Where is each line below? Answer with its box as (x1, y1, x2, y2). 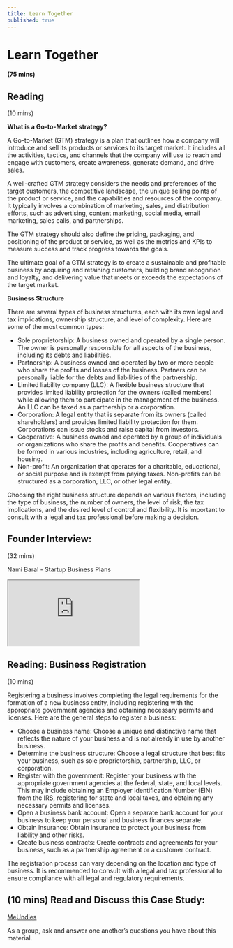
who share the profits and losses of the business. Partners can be (17, 366, 207, 374)
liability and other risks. (17, 831, 85, 839)
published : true (7, 17, 54, 24)
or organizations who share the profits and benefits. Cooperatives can (17, 440, 219, 449)
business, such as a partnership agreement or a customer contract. (17, 845, 211, 854)
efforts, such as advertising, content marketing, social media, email (7, 209, 200, 217)
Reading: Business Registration (7, 659, 146, 671)
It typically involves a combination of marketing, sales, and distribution (7, 202, 210, 210)
